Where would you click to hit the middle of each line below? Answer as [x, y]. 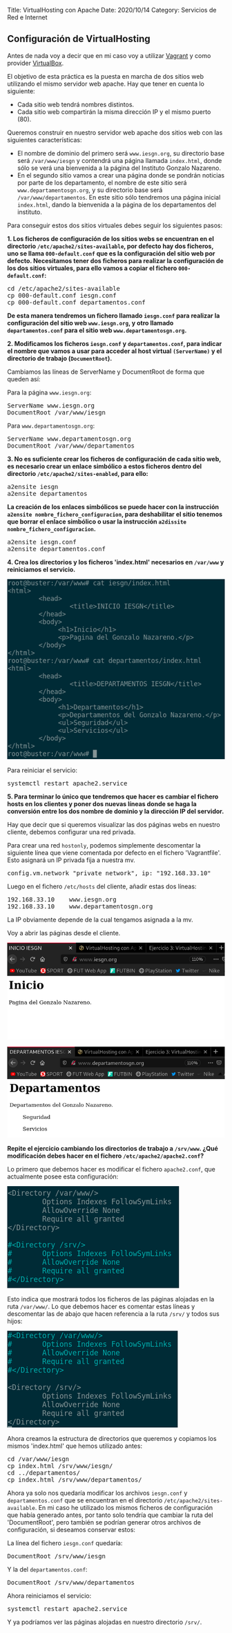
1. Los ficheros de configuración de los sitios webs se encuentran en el [110, 238]
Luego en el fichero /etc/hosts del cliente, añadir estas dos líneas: [102, 886]
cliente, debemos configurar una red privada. [71, 832]
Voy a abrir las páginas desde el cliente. [64, 933]
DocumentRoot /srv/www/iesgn [56, 1556]
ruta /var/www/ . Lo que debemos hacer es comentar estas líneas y [101, 1306]
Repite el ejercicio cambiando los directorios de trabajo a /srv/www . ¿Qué [113, 1148]
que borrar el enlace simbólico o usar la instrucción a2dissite [97, 522]
